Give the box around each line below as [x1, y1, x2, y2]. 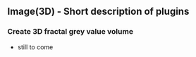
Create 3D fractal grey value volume [7, 27, 134, 37]
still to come [17, 42, 54, 51]
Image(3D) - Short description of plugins [7, 6, 190, 18]
